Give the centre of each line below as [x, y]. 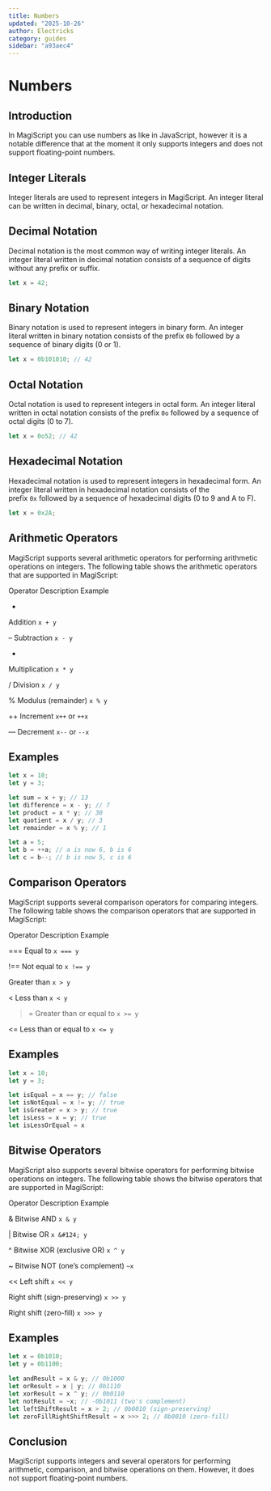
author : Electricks [41, 31]
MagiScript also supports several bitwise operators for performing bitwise [131, 1170]
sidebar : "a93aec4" [41, 46]
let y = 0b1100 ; [36, 1364]
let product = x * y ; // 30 [56, 813]
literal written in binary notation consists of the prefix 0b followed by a [124, 336]
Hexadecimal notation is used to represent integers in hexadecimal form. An [135, 481]
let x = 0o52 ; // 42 [43, 436]
